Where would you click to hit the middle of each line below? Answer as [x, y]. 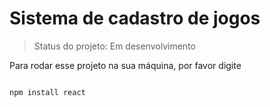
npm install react [47, 92]
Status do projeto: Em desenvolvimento [114, 46]
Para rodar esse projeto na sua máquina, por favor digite [125, 65]
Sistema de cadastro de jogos [135, 18]
